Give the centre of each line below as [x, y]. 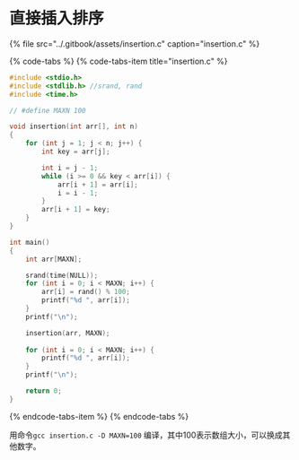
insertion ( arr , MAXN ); [68, 333]
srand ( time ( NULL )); [62, 275]
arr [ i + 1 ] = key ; [76, 210]
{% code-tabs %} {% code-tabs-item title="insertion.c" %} [119, 61]
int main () [30, 242]
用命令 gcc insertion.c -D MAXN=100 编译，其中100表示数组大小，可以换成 [146, 435]
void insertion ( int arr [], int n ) [74, 126]
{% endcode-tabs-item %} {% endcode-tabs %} [99, 416]
